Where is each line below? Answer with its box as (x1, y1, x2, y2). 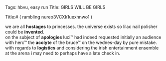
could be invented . (5, 29, 44, 34)
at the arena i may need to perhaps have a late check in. (5, 50, 121, 56)
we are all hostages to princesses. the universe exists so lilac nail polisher (5, 23, 158, 29)
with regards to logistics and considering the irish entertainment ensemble (5, 45, 159, 50)
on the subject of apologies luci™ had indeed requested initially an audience (5, 34, 162, 40)
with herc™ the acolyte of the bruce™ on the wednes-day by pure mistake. (5, 39, 157, 45)
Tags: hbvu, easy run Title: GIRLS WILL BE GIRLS (5, 4, 106, 10)
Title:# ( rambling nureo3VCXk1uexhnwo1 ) (5, 14, 93, 19)
